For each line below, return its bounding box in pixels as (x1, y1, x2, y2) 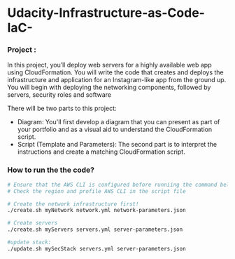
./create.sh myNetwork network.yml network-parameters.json (7, 207, 187, 214)
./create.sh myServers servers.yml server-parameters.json (7, 226, 183, 233)
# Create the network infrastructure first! (7, 200, 139, 208)
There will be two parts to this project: (7, 104, 117, 113)
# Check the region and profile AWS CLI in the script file (7, 187, 187, 194)
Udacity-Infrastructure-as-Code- (7, 5, 205, 21)
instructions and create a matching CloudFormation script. (17, 147, 185, 156)
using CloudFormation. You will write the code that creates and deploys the (7, 68, 224, 77)
